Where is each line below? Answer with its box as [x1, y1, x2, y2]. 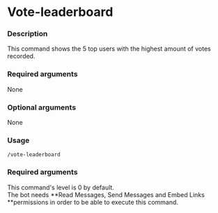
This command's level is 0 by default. [7, 183, 115, 191]
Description [7, 29, 48, 39]
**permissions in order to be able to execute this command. [7, 198, 179, 206]
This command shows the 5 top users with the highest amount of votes [7, 44, 211, 53]
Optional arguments [7, 102, 77, 112]
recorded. [7, 52, 36, 60]
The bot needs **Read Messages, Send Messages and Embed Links [7, 190, 205, 198]
